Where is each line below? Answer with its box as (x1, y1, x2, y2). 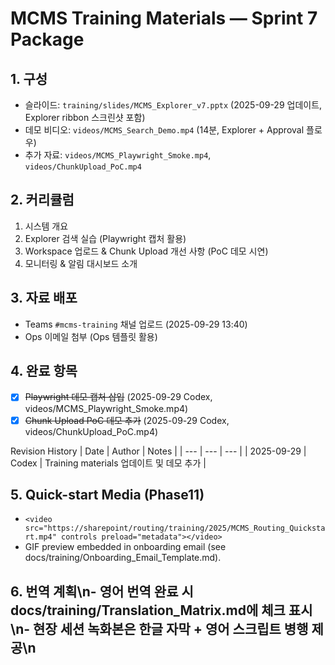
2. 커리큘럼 (10, 192, 75, 209)
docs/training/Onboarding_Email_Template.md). (24, 552, 222, 564)
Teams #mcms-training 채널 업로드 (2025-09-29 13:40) (24, 318, 248, 330)
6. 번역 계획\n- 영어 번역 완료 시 (10, 583, 194, 600)
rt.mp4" (24, 532, 57, 542)
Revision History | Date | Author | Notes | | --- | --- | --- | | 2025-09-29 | (10, 445, 307, 457)
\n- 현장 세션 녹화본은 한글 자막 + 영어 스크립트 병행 (10, 620, 309, 637)
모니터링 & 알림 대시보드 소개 (24, 257, 138, 269)
